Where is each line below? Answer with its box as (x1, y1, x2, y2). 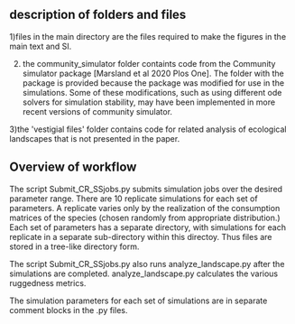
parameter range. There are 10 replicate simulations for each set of (9, 193, 259, 204)
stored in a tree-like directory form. (9, 241, 140, 252)
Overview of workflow (9, 160, 137, 175)
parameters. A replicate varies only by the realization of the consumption (9, 202, 281, 213)
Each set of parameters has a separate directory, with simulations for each (9, 221, 287, 233)
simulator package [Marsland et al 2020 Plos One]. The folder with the (22, 68, 284, 79)
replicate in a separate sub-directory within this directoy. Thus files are (9, 231, 272, 242)
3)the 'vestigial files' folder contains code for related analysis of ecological (9, 124, 287, 134)
